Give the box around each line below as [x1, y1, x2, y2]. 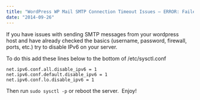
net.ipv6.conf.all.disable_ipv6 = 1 [6, 66, 97, 72]
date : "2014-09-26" [6, 14, 55, 20]
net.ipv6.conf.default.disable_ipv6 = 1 [6, 71, 108, 77]
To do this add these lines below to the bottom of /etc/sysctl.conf [6, 55, 167, 62]
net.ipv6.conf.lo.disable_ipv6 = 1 [6, 77, 95, 83]
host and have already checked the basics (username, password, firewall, [6, 37, 187, 44]
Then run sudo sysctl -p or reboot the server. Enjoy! [6, 87, 137, 94]
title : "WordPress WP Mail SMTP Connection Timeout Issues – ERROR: [6, 8, 180, 15]
